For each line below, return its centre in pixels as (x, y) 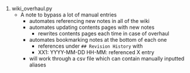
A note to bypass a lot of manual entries (69, 15)
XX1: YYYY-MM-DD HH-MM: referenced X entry (96, 52)
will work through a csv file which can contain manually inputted (107, 59)
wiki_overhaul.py (32, 9)
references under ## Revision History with (90, 46)
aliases (38, 65)
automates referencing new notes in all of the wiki (89, 21)
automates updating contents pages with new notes (92, 27)
